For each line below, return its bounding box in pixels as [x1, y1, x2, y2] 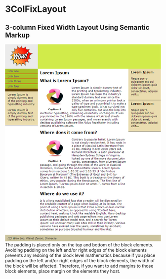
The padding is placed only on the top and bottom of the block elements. [5, 241, 154, 248]
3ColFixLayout [5, 3, 66, 15]
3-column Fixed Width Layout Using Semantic [5, 23, 150, 32]
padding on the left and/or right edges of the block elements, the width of [5, 257, 155, 263]
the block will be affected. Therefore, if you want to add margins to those [5, 263, 154, 269]
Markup [5, 31, 30, 39]
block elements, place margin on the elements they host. [5, 268, 121, 274]
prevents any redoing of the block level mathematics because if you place [5, 252, 156, 258]
